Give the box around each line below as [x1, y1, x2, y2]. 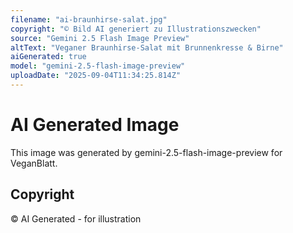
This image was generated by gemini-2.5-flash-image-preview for [10, 146, 283, 158]
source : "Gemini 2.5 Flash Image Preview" [10, 33, 190, 43]
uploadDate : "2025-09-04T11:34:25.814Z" [10, 71, 182, 81]
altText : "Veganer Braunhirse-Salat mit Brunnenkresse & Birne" [10, 42, 284, 53]
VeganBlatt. [10, 157, 58, 169]
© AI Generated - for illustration [10, 212, 142, 225]
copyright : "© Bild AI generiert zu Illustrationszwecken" [10, 24, 262, 34]
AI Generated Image [10, 114, 180, 136]
